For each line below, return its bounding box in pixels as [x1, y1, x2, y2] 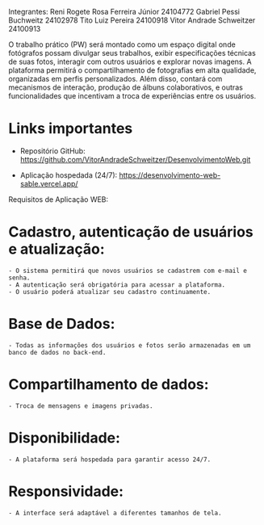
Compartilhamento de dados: [8, 376, 209, 393]
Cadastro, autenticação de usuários [8, 223, 254, 241]
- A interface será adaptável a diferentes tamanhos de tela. [8, 509, 222, 517]
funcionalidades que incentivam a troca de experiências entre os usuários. [8, 91, 257, 100]
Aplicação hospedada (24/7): [19, 170, 118, 180]
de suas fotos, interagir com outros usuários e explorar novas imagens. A [8, 57, 252, 66]
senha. [8, 274, 31, 282]
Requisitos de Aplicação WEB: [8, 194, 109, 204]
